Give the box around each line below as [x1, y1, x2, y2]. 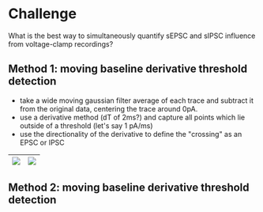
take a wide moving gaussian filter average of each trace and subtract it [19, 96, 254, 105]
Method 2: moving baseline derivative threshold [8, 181, 250, 195]
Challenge [8, 5, 77, 23]
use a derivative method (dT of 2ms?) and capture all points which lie [19, 112, 246, 122]
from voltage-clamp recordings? [8, 39, 114, 48]
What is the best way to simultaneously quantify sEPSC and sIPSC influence [8, 31, 256, 40]
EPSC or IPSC [19, 138, 65, 147]
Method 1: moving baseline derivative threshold [8, 62, 247, 76]
